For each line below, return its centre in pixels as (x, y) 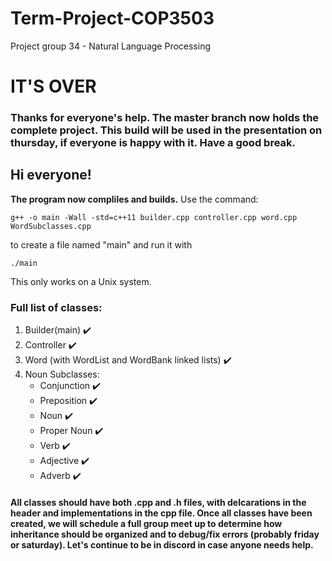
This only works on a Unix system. (81, 281)
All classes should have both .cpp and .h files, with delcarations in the (158, 502)
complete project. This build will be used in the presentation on (166, 130)
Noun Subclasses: (62, 374)
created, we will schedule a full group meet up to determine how (146, 523)
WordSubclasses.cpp (51, 226)
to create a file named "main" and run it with (101, 244)
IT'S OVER (53, 86)
